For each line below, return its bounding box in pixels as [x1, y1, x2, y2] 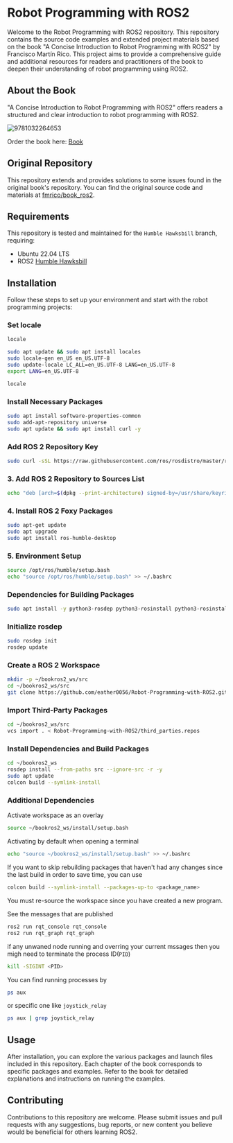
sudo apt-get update [7, 522, 67, 529]
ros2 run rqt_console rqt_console [7, 923, 107, 930]
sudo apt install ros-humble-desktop [7, 535, 116, 542]
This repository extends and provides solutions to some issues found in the [7, 175, 222, 184]
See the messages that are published [7, 909, 114, 918]
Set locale [7, 320, 42, 330]
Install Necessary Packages [7, 396, 103, 406]
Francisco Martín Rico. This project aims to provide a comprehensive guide [7, 50, 222, 58]
